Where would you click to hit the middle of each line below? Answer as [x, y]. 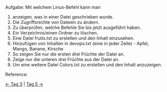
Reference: [17, 74]
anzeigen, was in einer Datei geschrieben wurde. [63, 17]
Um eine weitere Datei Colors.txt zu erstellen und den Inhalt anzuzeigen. [87, 65]
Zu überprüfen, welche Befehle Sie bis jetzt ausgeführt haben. [77, 27]
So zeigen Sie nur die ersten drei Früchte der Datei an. [68, 54]
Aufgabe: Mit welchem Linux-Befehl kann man [53, 7]
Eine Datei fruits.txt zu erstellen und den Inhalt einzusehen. [73, 38]
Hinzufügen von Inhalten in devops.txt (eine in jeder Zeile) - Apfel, [80, 43]
